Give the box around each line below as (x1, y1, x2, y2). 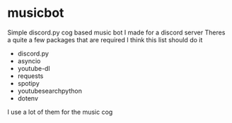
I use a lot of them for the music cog (7, 108, 113, 116)
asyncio (17, 56, 41, 65)
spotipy (17, 79, 40, 87)
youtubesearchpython (17, 86, 83, 95)
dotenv (17, 93, 39, 103)
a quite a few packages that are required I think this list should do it (7, 35, 203, 44)
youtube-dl (17, 64, 51, 72)
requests (17, 72, 44, 80)
